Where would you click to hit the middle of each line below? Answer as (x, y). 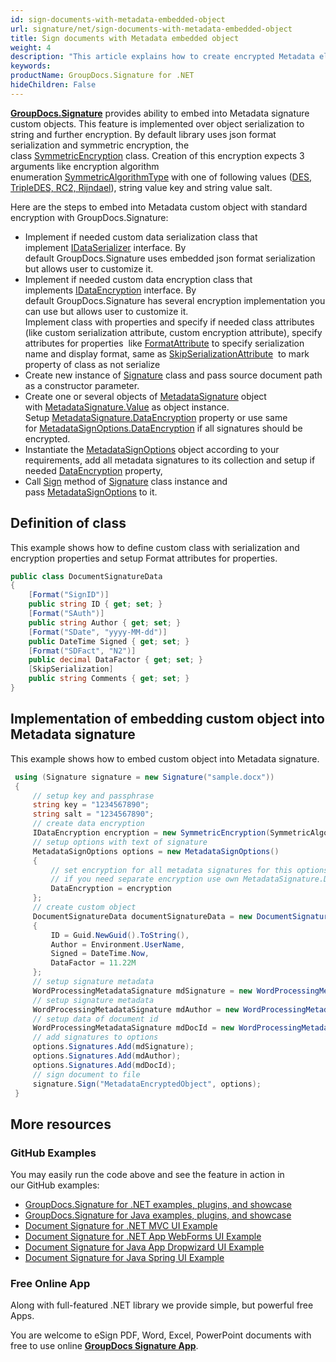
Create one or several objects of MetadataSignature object (145, 396)
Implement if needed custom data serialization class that (141, 237)
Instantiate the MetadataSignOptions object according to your (152, 449)
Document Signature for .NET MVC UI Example (121, 1226)
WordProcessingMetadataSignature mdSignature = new (142, 991)
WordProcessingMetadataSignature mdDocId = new (133, 1028)
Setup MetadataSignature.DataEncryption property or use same (156, 417)
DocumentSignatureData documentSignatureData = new (142, 916)
